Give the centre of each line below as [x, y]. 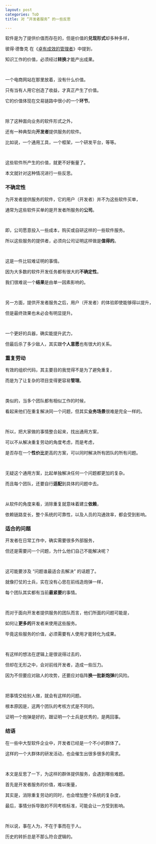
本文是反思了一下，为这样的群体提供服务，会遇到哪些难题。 [66, 774]
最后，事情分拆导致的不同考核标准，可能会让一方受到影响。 [66, 806]
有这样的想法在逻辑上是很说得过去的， [44, 654]
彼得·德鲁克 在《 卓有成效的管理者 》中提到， [50, 49]
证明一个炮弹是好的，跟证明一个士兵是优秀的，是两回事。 [64, 717]
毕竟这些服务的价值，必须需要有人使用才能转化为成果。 [62, 634]
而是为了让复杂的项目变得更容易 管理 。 [44, 380]
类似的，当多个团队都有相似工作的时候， [47, 401]
